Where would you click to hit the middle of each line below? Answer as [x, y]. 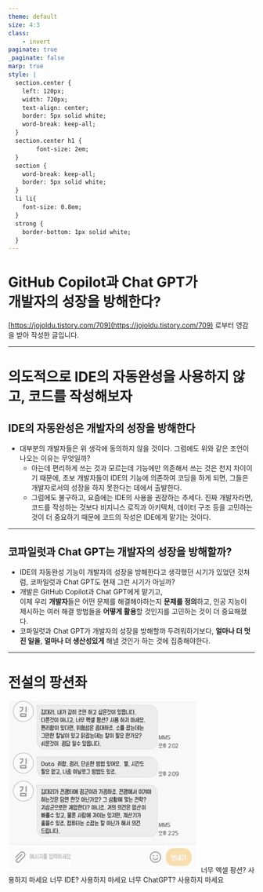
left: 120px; [43, 91]
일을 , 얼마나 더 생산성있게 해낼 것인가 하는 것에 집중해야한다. [119, 641]
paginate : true [33, 50]
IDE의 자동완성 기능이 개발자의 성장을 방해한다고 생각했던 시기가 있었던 [127, 572]
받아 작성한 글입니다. [48, 335]
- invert [36, 42]
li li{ [26, 199]
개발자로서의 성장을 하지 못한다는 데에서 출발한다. [106, 488]
